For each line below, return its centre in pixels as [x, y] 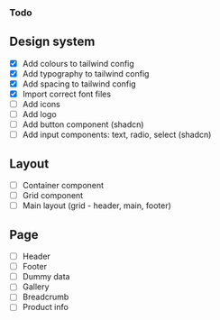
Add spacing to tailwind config [79, 84]
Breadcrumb [46, 297]
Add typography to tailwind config [86, 73]
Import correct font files [66, 94]
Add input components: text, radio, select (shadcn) [117, 135]
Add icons [41, 104]
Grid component [53, 196]
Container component [63, 186]
